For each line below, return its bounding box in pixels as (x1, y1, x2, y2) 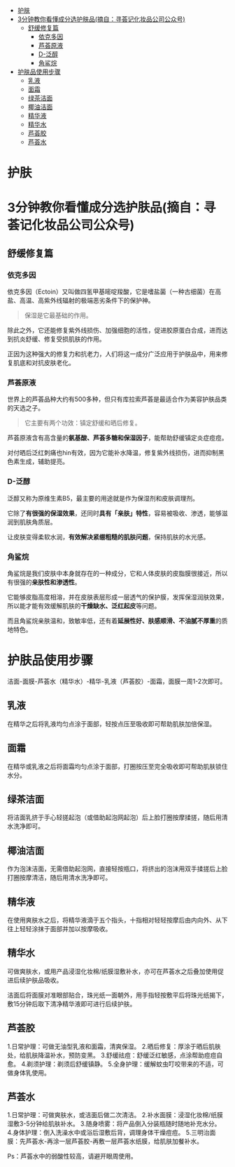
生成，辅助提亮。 (19, 457, 69, 466)
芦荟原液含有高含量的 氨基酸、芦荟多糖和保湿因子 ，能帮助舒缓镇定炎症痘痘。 (7, 434, 228, 442)
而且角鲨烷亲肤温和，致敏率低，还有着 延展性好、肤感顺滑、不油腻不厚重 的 (7, 617, 222, 625)
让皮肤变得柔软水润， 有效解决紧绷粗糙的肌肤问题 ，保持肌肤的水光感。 (7, 532, 210, 541)
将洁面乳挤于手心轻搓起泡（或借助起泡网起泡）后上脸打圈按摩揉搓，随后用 (7, 813, 222, 822)
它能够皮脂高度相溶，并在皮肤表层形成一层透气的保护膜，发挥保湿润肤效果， (7, 593, 228, 601)
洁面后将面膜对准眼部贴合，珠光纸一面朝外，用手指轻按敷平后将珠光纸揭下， (7, 991, 228, 999)
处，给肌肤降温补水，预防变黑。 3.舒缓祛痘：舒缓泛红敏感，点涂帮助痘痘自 (7, 1050, 223, 1059)
